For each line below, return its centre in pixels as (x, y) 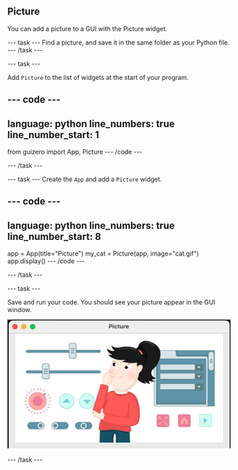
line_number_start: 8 (54, 236)
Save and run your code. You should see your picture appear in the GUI (112, 302)
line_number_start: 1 (53, 135)
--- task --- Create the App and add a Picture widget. (85, 179)
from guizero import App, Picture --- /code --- (75, 152)
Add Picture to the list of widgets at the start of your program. (98, 77)
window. (19, 310)
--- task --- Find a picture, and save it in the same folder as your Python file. (119, 42)
